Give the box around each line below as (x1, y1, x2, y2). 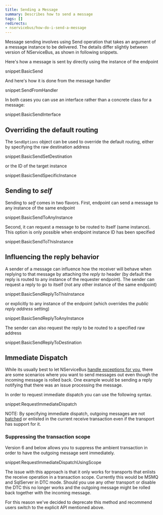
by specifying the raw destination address (5, 144, 90, 150)
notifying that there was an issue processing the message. (5, 382, 123, 388)
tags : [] (5, 16, 23, 21)
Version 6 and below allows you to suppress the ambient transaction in (5, 444, 148, 450)
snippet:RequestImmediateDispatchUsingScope (5, 459, 102, 465)
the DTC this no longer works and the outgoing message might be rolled (5, 484, 151, 490)
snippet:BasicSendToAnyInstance (5, 214, 73, 220)
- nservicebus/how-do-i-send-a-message (5, 26, 87, 30)
